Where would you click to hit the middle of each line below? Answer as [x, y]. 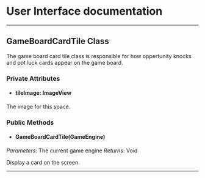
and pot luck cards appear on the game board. [65, 62]
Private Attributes [33, 78]
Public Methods [30, 122]
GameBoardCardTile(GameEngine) [60, 137]
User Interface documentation [85, 11]
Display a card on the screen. [43, 162]
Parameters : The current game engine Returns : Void [72, 150]
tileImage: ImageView [43, 93]
